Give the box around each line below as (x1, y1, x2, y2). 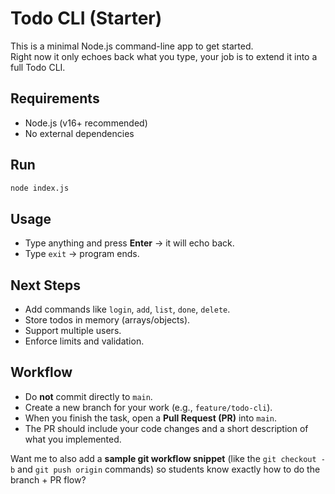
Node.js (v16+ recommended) (24, 117, 148, 129)
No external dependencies (24, 127, 135, 139)
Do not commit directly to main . (24, 390, 153, 402)
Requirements (10, 90, 100, 107)
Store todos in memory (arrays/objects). (24, 314, 191, 326)
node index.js (10, 183, 70, 193)
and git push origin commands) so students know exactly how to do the (17, 463, 321, 475)
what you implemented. (24, 433, 122, 445)
